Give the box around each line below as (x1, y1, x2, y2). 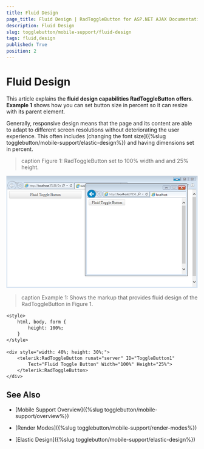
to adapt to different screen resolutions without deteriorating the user (6, 126, 180, 133)
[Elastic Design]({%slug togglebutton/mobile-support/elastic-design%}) (15, 436, 195, 443)
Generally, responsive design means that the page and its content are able (6, 119, 192, 127)
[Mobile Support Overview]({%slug (15, 406, 103, 413)
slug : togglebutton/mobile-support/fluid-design (6, 29, 132, 35)
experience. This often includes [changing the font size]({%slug (6, 132, 166, 139)
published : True (6, 42, 47, 48)
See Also (6, 390, 41, 400)
